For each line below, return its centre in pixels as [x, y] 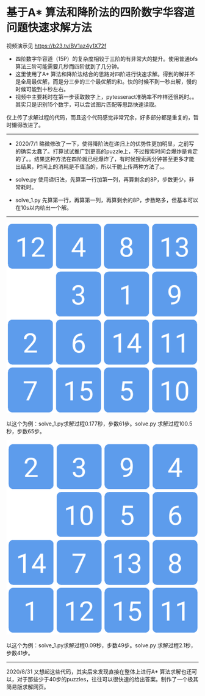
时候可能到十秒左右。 [42, 89]
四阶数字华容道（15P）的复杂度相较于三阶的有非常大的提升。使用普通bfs [106, 59]
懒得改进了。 [27, 125]
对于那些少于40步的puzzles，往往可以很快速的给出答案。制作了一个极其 [108, 679]
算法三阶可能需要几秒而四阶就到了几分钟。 [69, 66]
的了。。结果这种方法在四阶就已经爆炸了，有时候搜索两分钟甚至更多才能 [105, 158]
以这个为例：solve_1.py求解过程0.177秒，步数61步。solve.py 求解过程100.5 [99, 424]
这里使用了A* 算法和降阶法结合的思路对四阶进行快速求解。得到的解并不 [105, 74]
